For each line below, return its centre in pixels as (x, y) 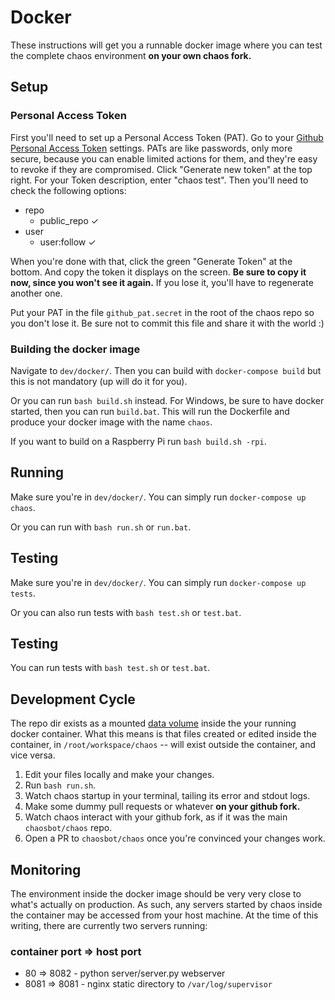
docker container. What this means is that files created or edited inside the (163, 734)
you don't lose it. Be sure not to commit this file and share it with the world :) (167, 323)
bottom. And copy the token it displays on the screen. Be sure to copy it (158, 272)
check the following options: (68, 190)
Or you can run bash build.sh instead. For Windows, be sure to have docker (167, 400)
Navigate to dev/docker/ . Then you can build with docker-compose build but (166, 370)
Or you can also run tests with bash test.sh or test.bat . (126, 612)
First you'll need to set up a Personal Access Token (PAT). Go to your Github (167, 137)
